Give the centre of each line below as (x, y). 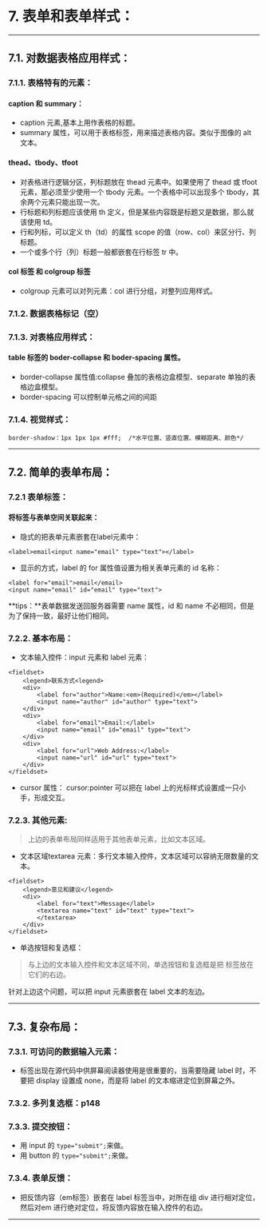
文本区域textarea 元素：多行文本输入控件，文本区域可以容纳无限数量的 (136, 856)
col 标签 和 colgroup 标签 (49, 272)
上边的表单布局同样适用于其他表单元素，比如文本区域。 (118, 839)
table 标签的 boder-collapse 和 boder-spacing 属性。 (97, 357)
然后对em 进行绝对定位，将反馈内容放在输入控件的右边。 (113, 1207)
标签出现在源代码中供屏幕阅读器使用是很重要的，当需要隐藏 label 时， (134, 1071)
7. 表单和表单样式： (71, 16)
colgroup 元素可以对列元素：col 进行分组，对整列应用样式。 (118, 291)
